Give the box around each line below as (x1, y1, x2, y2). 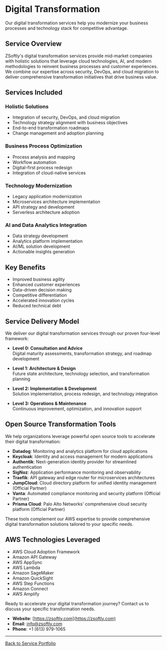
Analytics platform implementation (12, 238, 83, 244)
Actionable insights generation (12, 249, 76, 255)
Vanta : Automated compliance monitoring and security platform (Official (12, 490, 161, 496)
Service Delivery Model (5, 317, 80, 326)
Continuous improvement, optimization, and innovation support (12, 406, 142, 412)
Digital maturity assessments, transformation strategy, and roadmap (12, 350, 152, 356)
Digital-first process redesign (12, 164, 73, 170)
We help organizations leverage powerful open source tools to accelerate (5, 433, 156, 439)
